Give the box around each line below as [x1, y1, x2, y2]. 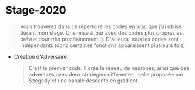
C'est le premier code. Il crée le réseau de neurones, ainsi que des [28, 64, 190, 71]
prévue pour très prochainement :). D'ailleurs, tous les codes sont [19, 35, 179, 42]
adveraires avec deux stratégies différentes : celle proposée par [28, 71, 184, 78]
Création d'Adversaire [14, 53, 67, 60]
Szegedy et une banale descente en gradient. [28, 77, 139, 84]
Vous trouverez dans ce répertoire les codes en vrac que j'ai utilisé [19, 23, 182, 30]
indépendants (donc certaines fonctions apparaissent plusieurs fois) [19, 42, 186, 49]
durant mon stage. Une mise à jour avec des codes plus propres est [19, 29, 184, 36]
